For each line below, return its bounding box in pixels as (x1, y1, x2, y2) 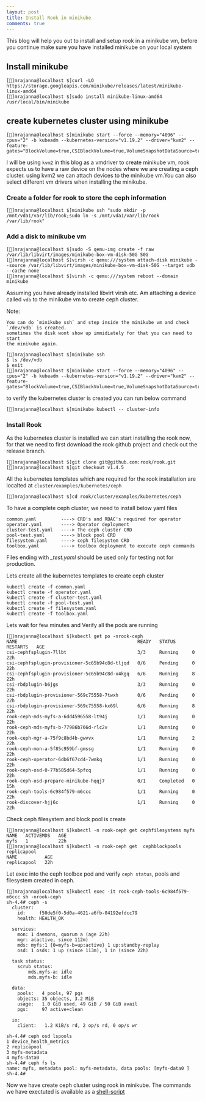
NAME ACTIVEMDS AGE (6, 832, 67, 839)
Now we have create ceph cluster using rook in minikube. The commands (6, 1081, 191, 1089)
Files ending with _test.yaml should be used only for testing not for (6, 554, 174, 561)
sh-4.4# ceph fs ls (6, 1060, 56, 1066)
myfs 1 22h (6, 838, 67, 844)
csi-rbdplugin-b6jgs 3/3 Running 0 (6, 681, 195, 688)
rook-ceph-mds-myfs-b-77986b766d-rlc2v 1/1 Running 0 (6, 724, 195, 731)
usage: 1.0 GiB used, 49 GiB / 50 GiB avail (17, 1001, 138, 1007)
